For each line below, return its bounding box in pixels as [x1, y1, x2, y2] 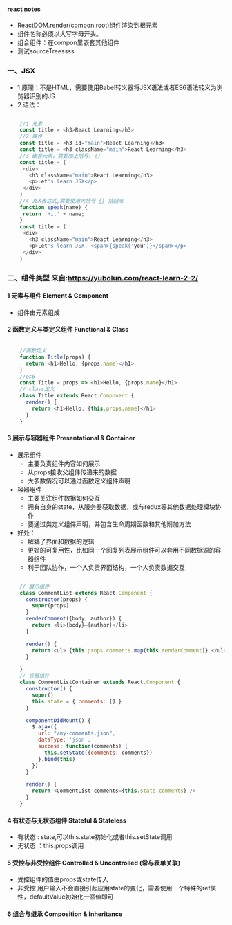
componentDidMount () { [25, 717, 91, 724]
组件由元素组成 [17, 308, 60, 316]
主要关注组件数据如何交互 [27, 494, 101, 502]
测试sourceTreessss [17, 47, 75, 55]
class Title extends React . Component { [19, 393, 135, 399]
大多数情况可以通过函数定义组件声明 [27, 476, 131, 485]
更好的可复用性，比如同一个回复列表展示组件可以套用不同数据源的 [27, 546, 215, 554]
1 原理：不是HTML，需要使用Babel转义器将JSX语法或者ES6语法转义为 [17, 83, 217, 91]
